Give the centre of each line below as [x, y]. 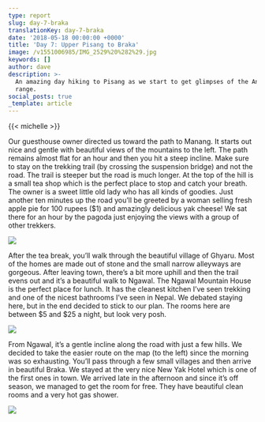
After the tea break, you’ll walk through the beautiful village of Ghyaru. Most [131, 256]
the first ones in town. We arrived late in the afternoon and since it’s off [123, 378]
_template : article [40, 104]
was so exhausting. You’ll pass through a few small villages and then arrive [130, 361]
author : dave [30, 67]
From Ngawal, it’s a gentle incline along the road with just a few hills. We [125, 345]
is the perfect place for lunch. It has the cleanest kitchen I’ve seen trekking [129, 289]
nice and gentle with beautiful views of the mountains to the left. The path [128, 150]
